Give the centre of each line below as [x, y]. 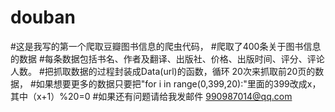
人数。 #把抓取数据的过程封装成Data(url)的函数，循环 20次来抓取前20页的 [163, 71]
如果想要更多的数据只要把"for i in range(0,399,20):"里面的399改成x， [178, 83]
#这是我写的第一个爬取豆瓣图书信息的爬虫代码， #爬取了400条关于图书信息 [166, 46]
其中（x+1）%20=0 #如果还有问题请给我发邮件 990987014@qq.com [151, 96]
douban [43, 17]
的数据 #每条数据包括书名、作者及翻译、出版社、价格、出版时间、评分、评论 [167, 58]
